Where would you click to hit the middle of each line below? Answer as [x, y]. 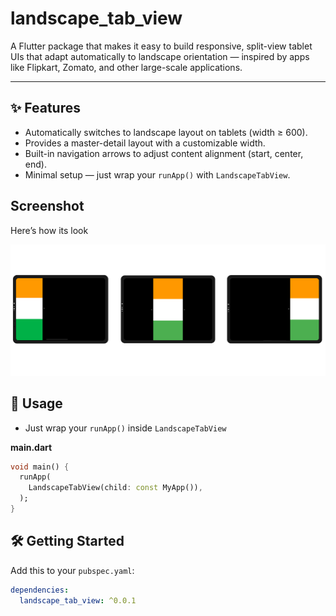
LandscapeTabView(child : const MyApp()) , [115, 488]
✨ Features [45, 108]
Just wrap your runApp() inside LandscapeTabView [125, 428]
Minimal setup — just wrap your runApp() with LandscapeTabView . [157, 174]
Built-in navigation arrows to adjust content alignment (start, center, [164, 153]
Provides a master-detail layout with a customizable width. [145, 143]
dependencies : [40, 590]
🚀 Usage [36, 403]
